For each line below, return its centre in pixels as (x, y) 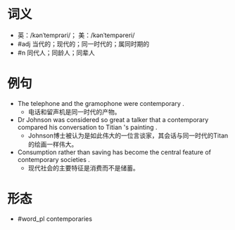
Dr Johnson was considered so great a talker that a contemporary (113, 119)
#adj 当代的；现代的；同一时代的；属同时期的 (83, 43)
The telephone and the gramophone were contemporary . (101, 103)
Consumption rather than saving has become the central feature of (114, 152)
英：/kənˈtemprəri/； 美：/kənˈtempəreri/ (76, 35)
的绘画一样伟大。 (53, 144)
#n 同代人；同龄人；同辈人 (56, 53)
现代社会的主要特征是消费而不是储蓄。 (83, 168)
